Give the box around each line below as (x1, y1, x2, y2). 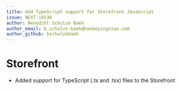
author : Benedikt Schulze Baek (6, 20, 85, 26)
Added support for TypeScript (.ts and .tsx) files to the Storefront (14, 77, 176, 84)
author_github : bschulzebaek (6, 31, 79, 37)
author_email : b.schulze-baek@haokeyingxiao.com (6, 25, 130, 32)
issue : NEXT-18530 (6, 14, 52, 20)
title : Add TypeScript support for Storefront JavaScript (6, 8, 154, 15)
